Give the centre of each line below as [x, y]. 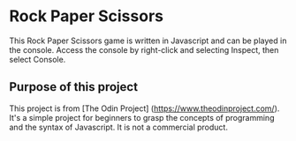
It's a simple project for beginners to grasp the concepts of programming [142, 117]
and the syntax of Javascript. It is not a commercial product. [118, 127]
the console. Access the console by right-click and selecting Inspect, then [144, 49]
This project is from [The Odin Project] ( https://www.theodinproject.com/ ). [144, 108]
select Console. [38, 59]
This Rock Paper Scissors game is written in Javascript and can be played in [148, 41]
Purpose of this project [74, 87]
